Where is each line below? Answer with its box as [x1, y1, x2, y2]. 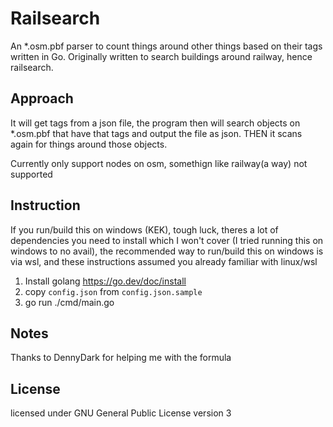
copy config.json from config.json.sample [24, 285, 203, 297]
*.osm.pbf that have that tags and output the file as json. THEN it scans [10, 127, 303, 139]
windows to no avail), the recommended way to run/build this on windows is [10, 245, 324, 257]
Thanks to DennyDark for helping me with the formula [10, 352, 232, 364]
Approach [10, 90, 74, 107]
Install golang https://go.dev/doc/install [24, 275, 187, 287]
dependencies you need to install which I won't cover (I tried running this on [10, 234, 324, 246]
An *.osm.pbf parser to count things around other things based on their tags [10, 40, 323, 52]
